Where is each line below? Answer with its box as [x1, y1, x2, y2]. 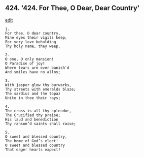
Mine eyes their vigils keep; [5, 35, 68, 40]
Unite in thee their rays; [5, 95, 61, 100]
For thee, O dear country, [5, 31, 61, 36]
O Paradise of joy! [5, 61, 45, 66]
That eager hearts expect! [5, 147, 61, 152]
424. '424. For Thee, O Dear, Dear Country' [5, 4, 140, 12]
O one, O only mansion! [5, 57, 54, 62]
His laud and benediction [5, 117, 58, 122]
